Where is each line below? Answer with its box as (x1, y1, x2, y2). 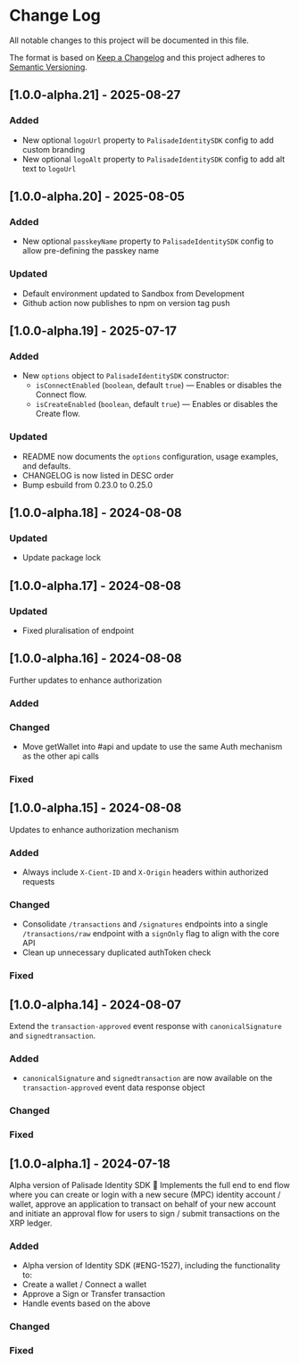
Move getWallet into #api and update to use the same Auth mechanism (21, 742, 283, 752)
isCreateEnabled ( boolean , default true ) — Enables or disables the (35, 399, 278, 410)
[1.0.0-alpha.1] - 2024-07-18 (9, 1156, 171, 1171)
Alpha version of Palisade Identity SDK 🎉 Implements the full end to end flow (9, 1180, 290, 1191)
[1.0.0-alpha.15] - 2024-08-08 (9, 801, 182, 816)
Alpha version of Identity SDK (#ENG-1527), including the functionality (21, 1260, 281, 1271)
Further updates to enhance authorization (9, 675, 162, 686)
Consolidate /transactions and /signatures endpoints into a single (21, 918, 269, 929)
